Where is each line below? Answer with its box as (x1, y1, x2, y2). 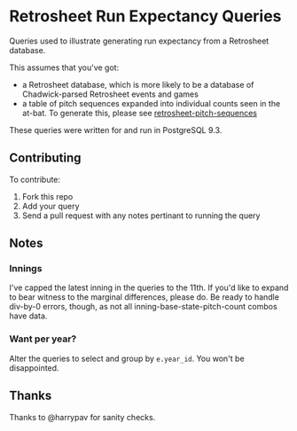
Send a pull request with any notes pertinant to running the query (21, 210, 261, 221)
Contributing (9, 151, 82, 166)
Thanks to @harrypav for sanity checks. (9, 411, 156, 422)
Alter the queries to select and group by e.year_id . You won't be (9, 353, 246, 364)
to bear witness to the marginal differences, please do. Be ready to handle (9, 292, 279, 302)
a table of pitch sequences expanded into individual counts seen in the (21, 98, 281, 108)
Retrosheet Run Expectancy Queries (9, 6, 282, 27)
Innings (9, 263, 43, 275)
